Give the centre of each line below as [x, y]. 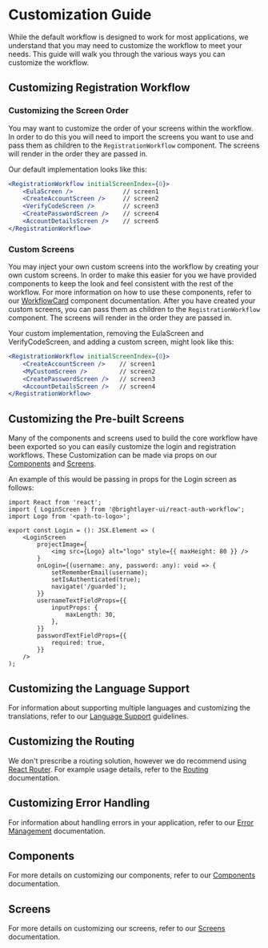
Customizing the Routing [72, 741]
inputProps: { [74, 608]
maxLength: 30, [90, 615]
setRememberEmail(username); [100, 573]
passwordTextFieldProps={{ [82, 636]
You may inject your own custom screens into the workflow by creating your [134, 267]
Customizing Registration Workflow [99, 88]
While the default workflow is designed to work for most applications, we [129, 37]
